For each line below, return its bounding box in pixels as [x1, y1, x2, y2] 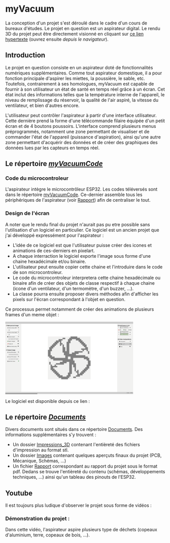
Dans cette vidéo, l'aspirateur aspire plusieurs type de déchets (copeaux [5, 527, 157, 533]
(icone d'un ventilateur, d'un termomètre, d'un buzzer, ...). [12, 285, 134, 291]
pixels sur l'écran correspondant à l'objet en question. [12, 296, 126, 302]
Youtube [5, 488, 33, 497]
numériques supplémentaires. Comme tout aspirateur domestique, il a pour [5, 70, 162, 76]
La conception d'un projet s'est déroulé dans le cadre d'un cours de [5, 20, 147, 26]
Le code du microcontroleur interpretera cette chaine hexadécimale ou [12, 275, 161, 281]
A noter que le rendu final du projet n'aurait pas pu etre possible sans [5, 221, 150, 227]
